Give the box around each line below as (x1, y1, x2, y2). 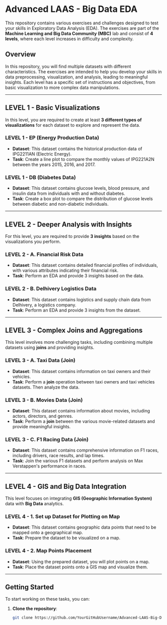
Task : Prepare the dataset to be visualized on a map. (12, 535, 121, 541)
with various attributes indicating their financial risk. (12, 267, 118, 274)
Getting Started (5, 583, 54, 592)
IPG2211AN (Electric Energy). (12, 151, 72, 157)
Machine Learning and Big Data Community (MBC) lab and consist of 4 (5, 30, 153, 36)
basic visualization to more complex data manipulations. (5, 84, 120, 90)
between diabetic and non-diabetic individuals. (12, 201, 109, 207)
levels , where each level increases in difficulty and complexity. (5, 36, 134, 42)
